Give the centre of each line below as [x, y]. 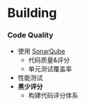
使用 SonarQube [41, 52]
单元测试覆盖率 [50, 69]
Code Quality [30, 35]
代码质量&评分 [49, 60]
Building [32, 13]
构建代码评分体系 [53, 95]
